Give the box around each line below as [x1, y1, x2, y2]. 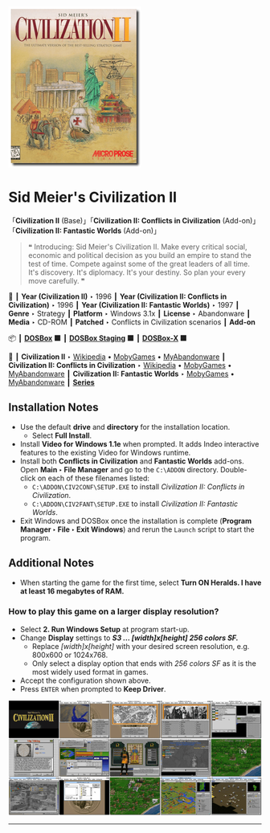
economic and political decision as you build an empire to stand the [27, 250, 252, 259]
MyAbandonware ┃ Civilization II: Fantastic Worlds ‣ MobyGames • [8, 369, 235, 378]
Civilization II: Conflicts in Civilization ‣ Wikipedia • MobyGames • [8, 360, 232, 370]
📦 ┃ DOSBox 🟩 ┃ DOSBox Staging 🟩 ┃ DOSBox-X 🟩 [8, 333, 187, 343]
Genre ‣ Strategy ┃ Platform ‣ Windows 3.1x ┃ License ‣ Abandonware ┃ [8, 308, 252, 318]
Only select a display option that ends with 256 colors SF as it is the [31, 658, 257, 668]
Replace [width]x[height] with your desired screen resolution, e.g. [31, 641, 250, 651]
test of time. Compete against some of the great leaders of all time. [27, 259, 251, 268]
